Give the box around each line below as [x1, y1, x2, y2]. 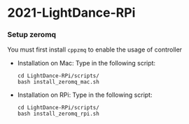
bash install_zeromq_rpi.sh [17, 110, 99, 118]
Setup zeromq [7, 30, 57, 40]
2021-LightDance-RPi [7, 5, 136, 21]
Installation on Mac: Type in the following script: [17, 59, 156, 68]
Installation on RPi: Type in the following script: [17, 91, 153, 99]
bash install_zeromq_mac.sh [17, 79, 99, 86]
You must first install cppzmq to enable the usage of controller [7, 45, 183, 54]
